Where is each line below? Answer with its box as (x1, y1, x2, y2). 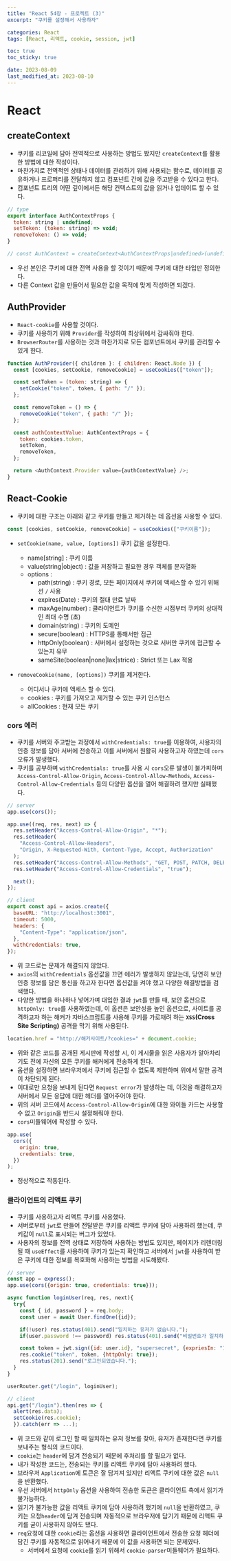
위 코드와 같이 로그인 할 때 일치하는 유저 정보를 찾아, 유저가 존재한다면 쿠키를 (16, 1434, 223, 1443)
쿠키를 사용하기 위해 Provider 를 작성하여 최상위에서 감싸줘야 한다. (16, 328, 195, 337)
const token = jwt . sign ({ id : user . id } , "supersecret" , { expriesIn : (19, 1345, 217, 1352)
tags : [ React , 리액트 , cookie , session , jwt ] (7, 35, 135, 42)
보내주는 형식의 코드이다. (16, 1443, 84, 1452)
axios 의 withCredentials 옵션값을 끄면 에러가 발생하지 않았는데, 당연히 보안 (16, 970, 222, 978)
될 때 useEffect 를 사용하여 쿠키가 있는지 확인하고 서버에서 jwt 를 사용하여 (16, 1247, 214, 1255)
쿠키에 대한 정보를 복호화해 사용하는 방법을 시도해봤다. (24, 1255, 170, 1264)
